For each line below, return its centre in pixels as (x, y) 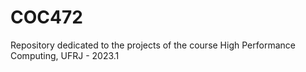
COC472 (46, 17)
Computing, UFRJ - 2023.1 (65, 55)
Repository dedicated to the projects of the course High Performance (153, 45)
